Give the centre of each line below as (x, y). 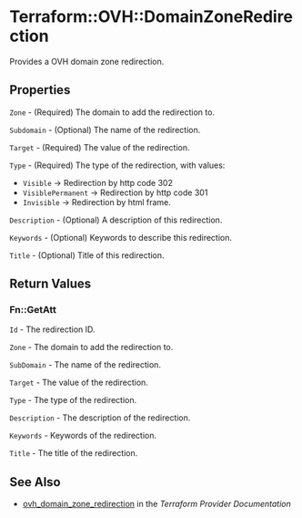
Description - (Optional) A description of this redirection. (116, 220)
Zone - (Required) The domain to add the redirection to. (112, 112)
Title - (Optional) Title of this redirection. (87, 255)
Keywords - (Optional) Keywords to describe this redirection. (121, 237)
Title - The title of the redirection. (74, 453)
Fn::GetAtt (33, 310)
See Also (35, 482)
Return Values (50, 284)
